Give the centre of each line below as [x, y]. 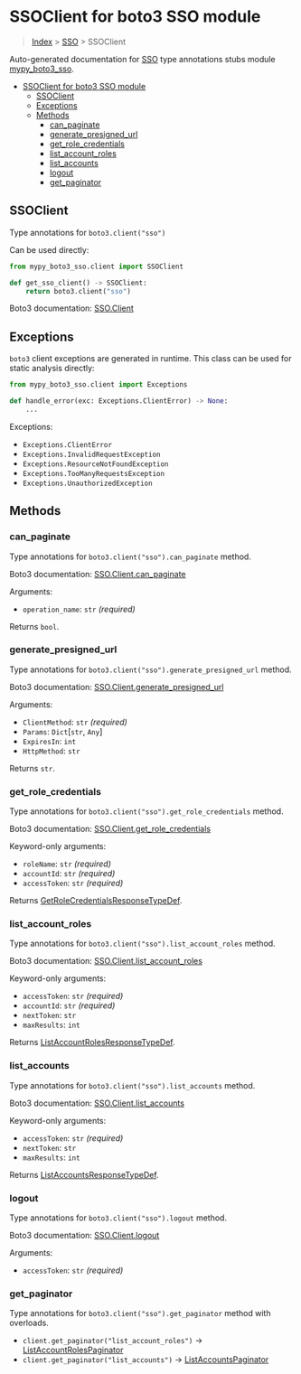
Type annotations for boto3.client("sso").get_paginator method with [140, 1313]
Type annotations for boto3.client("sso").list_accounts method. [132, 1085]
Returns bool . [34, 626]
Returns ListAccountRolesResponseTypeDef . [93, 1042]
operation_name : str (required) [79, 609]
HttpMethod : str [51, 751]
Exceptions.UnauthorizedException [87, 483]
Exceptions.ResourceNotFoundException [95, 464]
